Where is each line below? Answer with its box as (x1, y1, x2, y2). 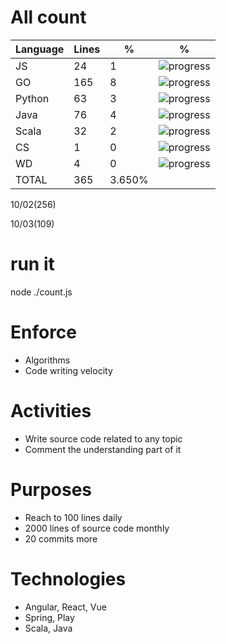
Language (15, 42, 65, 56)
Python (15, 91, 50, 105)
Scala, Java (24, 622, 73, 634)
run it (10, 253, 55, 276)
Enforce (10, 321, 78, 344)
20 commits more (24, 532, 98, 545)
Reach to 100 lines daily (24, 511, 123, 523)
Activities (10, 400, 92, 422)
